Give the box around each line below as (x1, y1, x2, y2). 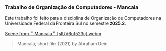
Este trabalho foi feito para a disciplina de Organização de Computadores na (5, 15, 161, 21)
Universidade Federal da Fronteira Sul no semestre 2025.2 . (5, 20, 126, 26)
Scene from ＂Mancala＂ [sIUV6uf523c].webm (5, 31, 102, 37)
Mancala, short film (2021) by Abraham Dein (17, 41, 108, 47)
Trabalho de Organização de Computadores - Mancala (5, 4, 139, 11)
